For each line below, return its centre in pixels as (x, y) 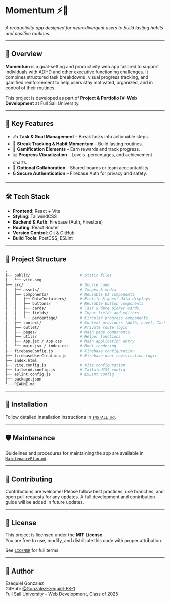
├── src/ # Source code (57, 285)
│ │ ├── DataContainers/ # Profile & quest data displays (78, 299)
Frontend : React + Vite (36, 211)
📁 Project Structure (36, 259)
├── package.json (24, 379)
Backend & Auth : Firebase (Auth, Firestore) (58, 222)
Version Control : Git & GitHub (44, 233)
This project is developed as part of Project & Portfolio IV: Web (71, 98)
